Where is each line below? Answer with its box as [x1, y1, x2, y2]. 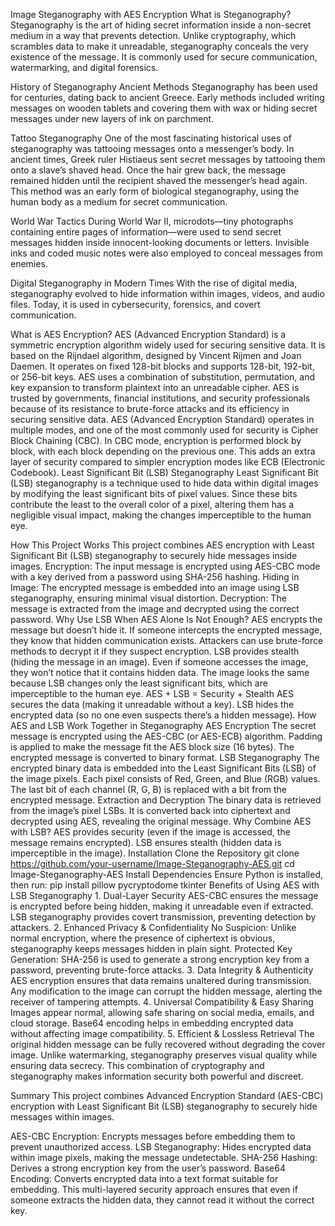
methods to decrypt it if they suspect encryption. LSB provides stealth [10, 645, 300, 657]
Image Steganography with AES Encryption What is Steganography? [10, 9, 292, 20]
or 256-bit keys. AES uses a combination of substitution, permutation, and [10, 371, 315, 383]
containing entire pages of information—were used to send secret [10, 226, 282, 238]
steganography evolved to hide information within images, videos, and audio [10, 288, 325, 299]
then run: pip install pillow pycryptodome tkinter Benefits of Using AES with [10, 879, 320, 891]
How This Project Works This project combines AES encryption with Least [10, 539, 315, 551]
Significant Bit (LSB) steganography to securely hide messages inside [10, 550, 298, 561]
